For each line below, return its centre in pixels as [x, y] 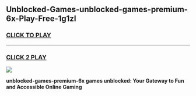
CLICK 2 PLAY [26, 57]
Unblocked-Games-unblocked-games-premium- [97, 10]
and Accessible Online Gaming [44, 87]
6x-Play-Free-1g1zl [41, 19]
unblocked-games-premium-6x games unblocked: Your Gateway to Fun [95, 80]
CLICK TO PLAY [29, 35]
